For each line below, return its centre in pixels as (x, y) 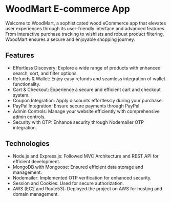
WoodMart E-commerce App (68, 9)
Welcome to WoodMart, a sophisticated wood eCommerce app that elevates (86, 23)
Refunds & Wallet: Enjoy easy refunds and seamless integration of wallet (89, 78)
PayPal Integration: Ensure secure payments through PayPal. (77, 106)
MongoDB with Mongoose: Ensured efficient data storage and (78, 167)
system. (21, 95)
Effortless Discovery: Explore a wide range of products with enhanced (87, 68)
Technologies (28, 144)
